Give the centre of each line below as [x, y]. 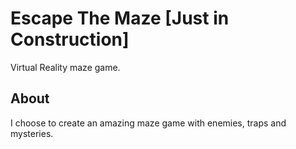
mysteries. [32, 133]
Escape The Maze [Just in [120, 18]
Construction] [70, 39]
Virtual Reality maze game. [65, 67]
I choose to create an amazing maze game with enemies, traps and [148, 123]
